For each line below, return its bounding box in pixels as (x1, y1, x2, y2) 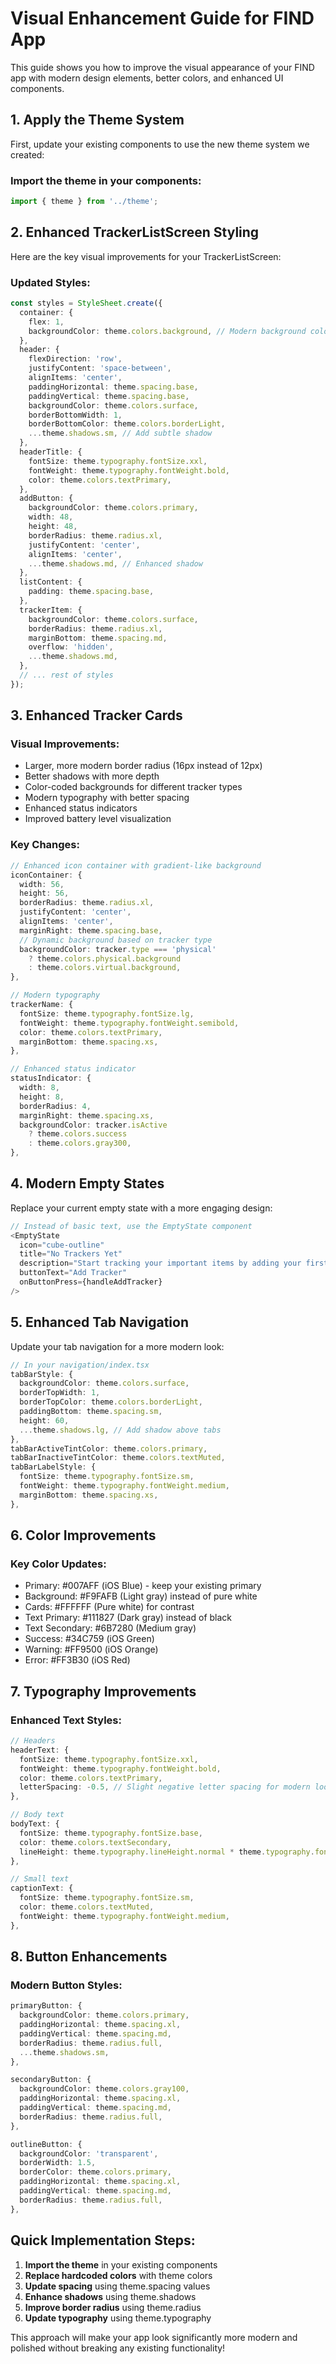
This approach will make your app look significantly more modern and (10, 2331, 298, 2343)
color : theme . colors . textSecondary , (19, 1837, 172, 1847)
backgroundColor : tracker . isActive (19, 1120, 168, 1130)
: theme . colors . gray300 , (28, 1138, 132, 1149)
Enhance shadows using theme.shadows (24, 2290, 197, 2302)
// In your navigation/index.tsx (10, 1360, 150, 1370)
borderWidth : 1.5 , (19, 2158, 97, 2168)
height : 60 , (19, 1415, 70, 1426)
